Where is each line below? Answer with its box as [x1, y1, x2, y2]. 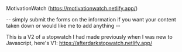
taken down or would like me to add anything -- [6, 23, 121, 29]
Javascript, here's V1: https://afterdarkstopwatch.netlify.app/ [6, 40, 153, 46]
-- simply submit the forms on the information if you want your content [6, 16, 177, 23]
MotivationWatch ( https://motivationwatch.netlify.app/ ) [6, 5, 138, 12]
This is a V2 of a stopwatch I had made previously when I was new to [6, 34, 173, 40]
